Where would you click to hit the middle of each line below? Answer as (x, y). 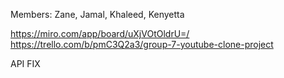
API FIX (25, 63)
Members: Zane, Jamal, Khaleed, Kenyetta (97, 14)
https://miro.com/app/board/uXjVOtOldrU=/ (100, 33)
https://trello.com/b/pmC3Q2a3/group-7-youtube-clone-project (142, 44)
